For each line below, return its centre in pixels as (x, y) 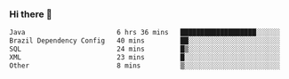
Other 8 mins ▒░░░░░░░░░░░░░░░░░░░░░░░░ (144, 66)
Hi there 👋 (31, 14)
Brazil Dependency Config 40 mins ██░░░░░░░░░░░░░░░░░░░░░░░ (144, 41)
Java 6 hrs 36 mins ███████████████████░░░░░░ (144, 33)
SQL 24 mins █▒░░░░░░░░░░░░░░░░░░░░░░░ (144, 49)
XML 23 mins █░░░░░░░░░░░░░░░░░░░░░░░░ (144, 57)
